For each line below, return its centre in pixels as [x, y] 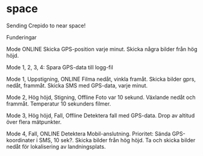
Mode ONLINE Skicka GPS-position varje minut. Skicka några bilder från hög [102, 49]
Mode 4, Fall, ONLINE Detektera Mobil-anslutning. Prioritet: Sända [88, 134]
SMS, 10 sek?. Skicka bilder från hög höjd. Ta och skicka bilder [117, 140]
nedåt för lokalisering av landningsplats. [56, 146]
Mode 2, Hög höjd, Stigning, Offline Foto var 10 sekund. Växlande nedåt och [101, 97]
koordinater [21, 140]
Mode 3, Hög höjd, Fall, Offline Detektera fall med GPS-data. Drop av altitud [101, 115]
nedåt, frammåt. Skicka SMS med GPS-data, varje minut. [77, 85]
